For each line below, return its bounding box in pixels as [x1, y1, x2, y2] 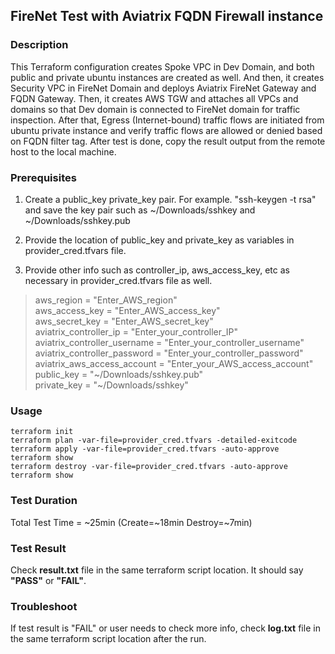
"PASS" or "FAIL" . [10, 574, 87, 586]
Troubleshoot [10, 599, 78, 613]
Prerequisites [10, 170, 77, 184]
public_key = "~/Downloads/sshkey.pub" [34, 368, 204, 380]
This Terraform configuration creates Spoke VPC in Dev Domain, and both [10, 60, 315, 73]
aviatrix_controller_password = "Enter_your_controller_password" [34, 347, 304, 359]
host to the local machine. [10, 145, 117, 158]
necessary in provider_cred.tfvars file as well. [24, 274, 213, 286]
